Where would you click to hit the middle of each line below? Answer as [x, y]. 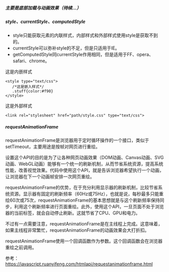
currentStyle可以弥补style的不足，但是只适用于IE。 [66, 48]
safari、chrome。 [31, 61]
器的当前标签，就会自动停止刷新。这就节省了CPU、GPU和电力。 [73, 213]
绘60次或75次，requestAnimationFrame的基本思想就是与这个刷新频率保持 [83, 200]
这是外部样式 [19, 106]
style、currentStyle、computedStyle [45, 21]
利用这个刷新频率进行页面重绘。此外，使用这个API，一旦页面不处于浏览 [89, 207]
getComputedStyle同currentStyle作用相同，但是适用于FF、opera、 [83, 55]
